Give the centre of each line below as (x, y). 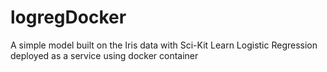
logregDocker (68, 17)
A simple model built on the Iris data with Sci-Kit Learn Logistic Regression (164, 45)
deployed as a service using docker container (104, 55)
